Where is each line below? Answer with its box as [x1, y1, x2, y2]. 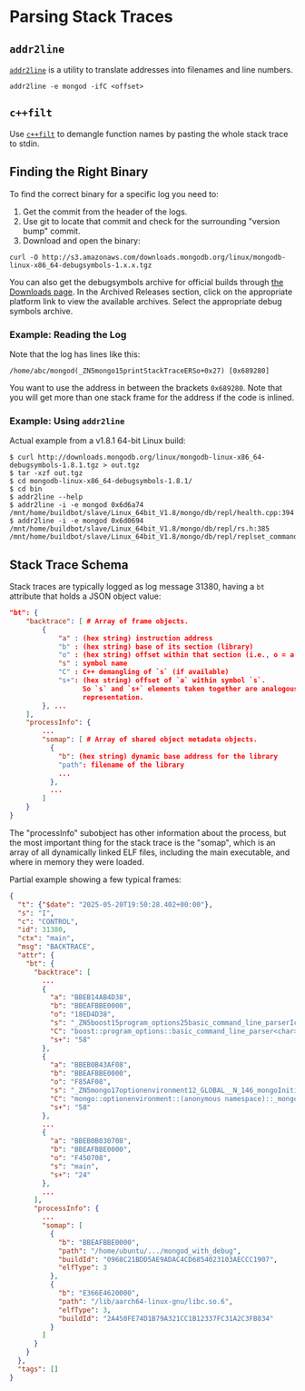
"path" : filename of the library [57, 760, 184, 770]
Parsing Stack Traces [9, 6, 174, 27]
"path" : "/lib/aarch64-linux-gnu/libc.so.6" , [57, 1297, 233, 1306]
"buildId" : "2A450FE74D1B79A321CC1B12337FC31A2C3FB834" [57, 1314, 274, 1323]
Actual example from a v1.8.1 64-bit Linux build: [9, 435, 186, 446]
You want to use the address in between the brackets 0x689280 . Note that [9, 382, 283, 392]
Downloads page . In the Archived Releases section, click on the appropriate [9, 286, 293, 297]
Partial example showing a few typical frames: [9, 874, 182, 885]
